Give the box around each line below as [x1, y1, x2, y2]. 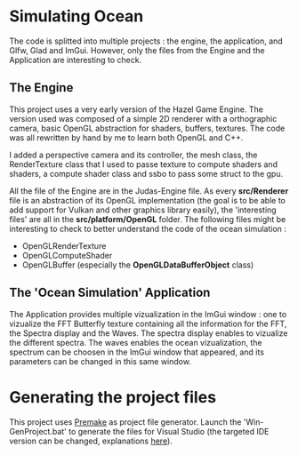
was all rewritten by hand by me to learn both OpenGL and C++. [9, 132, 244, 143]
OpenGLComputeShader [21, 250, 113, 260]
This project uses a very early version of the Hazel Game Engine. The [9, 104, 264, 115]
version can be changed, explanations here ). [9, 435, 173, 446]
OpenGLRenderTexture [21, 240, 107, 251]
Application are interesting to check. [9, 54, 142, 65]
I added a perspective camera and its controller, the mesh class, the [9, 149, 258, 160]
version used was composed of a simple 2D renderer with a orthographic [9, 113, 278, 124]
